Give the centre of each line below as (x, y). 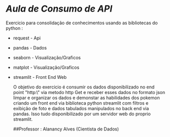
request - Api (27, 38)
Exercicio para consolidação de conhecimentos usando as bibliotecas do (82, 23)
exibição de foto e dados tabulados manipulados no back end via (81, 108)
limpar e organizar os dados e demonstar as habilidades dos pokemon (86, 98)
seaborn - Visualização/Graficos (47, 57)
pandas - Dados (30, 48)
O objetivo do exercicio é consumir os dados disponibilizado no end (84, 87)
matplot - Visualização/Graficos (46, 67)
